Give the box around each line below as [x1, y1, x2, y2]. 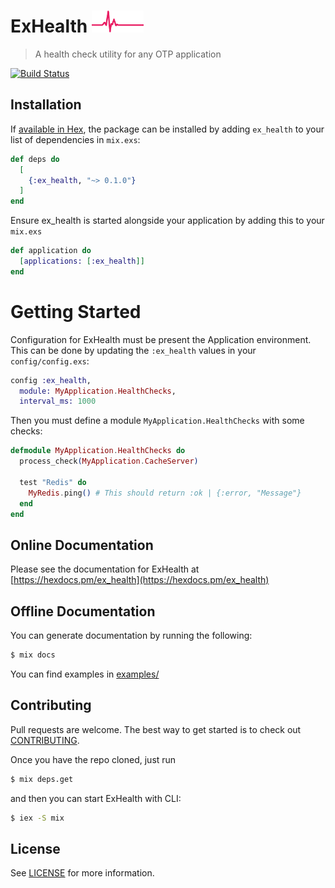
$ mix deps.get [10, 774, 74, 784]
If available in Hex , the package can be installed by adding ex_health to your [10, 123, 325, 135]
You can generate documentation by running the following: [10, 630, 253, 642]
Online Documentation [10, 536, 154, 554]
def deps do [10, 154, 60, 164]
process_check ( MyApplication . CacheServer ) [19, 456, 199, 467]
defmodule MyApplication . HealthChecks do [10, 446, 186, 456]
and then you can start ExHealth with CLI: [10, 792, 182, 804]
